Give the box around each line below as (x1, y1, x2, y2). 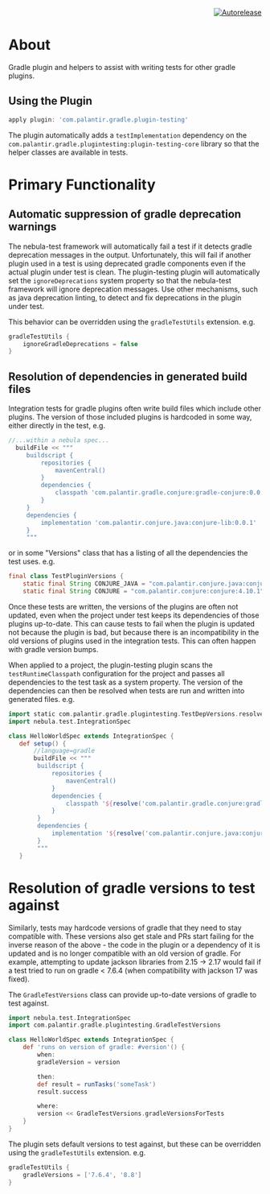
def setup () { (18, 739, 67, 748)
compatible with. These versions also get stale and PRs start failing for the (8, 931, 255, 941)
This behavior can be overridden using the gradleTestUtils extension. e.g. (8, 316, 256, 326)
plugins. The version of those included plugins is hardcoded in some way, (8, 412, 252, 422)
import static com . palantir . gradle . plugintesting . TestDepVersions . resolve (8, 709, 264, 718)
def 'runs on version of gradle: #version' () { (22, 1043, 185, 1051)
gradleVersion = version (37, 1058, 121, 1066)
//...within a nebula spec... (8, 436, 110, 444)
